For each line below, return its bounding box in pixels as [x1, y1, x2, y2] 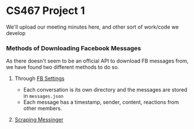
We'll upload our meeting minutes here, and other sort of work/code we [6, 23, 179, 30]
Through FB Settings [14, 75, 64, 82]
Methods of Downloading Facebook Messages [6, 44, 141, 52]
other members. [23, 105, 63, 112]
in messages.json [23, 92, 64, 100]
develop [6, 29, 26, 36]
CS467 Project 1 [6, 4, 85, 18]
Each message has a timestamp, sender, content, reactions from [23, 99, 179, 106]
